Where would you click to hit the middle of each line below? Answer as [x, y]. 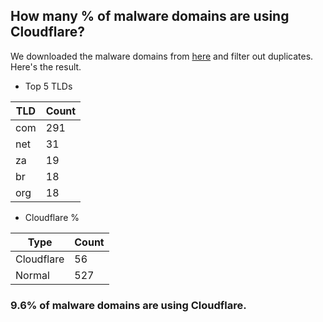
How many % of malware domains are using [150, 16]
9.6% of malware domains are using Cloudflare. [128, 305]
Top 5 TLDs [48, 86]
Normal [32, 275]
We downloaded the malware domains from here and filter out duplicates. [162, 56]
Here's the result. [46, 66]
